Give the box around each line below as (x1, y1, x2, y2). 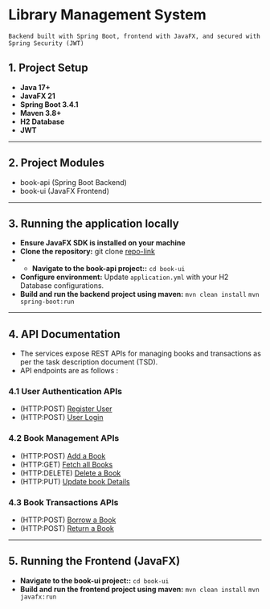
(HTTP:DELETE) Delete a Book (19, 468, 121, 478)
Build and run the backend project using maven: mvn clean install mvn (19, 290, 260, 299)
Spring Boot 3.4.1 (19, 99, 79, 109)
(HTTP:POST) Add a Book (19, 451, 106, 460)
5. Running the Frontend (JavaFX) (8, 554, 181, 568)
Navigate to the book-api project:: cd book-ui (31, 264, 186, 274)
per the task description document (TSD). (19, 357, 158, 367)
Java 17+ (19, 82, 51, 92)
